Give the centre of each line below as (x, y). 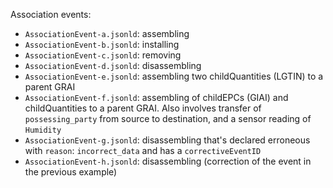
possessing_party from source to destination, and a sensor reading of (168, 118)
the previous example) (71, 172)
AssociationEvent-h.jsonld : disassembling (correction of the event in (168, 161)
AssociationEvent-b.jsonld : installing (102, 44)
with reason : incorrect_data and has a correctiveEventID (143, 150)
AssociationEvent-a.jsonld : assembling (107, 33)
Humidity (43, 130)
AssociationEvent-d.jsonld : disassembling (113, 65)
